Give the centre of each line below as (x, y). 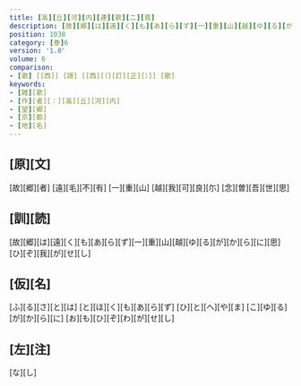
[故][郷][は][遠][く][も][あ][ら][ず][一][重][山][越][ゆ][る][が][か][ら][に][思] (145, 242)
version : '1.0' (38, 51)
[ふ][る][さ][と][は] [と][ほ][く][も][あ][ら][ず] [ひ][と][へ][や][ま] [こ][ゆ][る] (149, 307)
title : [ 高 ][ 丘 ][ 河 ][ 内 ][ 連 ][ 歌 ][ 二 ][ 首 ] (82, 17)
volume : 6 (28, 59)
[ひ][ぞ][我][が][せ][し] (50, 253)
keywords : (28, 84)
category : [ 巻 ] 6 (39, 43)
